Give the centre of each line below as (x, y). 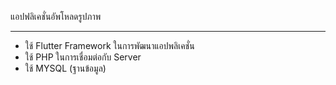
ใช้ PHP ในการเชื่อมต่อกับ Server (83, 57)
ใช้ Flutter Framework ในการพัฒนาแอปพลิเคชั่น (109, 45)
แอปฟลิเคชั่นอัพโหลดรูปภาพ (56, 16)
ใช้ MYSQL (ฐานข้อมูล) (65, 68)
